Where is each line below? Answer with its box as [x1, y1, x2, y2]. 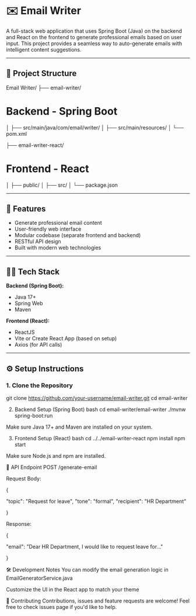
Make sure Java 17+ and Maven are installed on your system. [6, 423, 153, 430]
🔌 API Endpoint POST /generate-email [6, 463, 97, 471]
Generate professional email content [14, 220, 102, 227]
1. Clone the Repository [6, 381, 73, 389]
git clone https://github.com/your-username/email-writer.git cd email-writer [6, 394, 188, 401]
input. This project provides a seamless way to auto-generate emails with [6, 40, 183, 47]
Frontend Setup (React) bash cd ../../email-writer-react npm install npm [14, 434, 185, 442]
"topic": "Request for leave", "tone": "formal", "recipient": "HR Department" [6, 498, 187, 505]
